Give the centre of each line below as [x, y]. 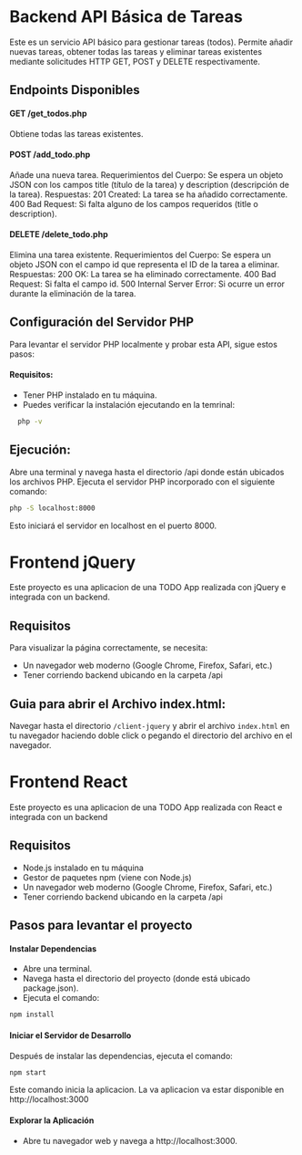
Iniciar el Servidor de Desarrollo [70, 1035]
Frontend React [69, 782]
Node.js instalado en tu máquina [83, 868]
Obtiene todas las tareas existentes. [76, 133]
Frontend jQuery [73, 562]
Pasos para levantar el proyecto [101, 926]
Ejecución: [40, 450]
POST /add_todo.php [50, 155]
